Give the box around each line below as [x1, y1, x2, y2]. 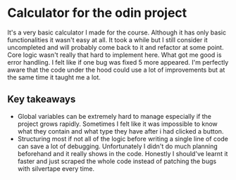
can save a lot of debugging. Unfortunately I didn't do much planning [17, 142, 218, 150]
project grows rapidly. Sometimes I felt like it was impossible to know [17, 120, 218, 128]
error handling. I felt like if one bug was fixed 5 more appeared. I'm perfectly [7, 58, 229, 66]
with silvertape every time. [17, 164, 95, 173]
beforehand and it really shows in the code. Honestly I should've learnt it [17, 149, 228, 157]
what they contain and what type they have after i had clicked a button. [17, 127, 224, 135]
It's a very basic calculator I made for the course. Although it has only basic [7, 28, 227, 37]
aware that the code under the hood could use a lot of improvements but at [7, 65, 225, 74]
